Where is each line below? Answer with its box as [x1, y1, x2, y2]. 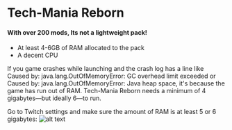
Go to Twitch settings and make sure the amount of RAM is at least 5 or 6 [7, 108, 217, 116]
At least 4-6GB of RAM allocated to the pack [17, 44, 144, 52]
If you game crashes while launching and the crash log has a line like [7, 65, 204, 73]
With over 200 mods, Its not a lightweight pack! [7, 28, 148, 36]
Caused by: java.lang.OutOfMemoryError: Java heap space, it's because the [7, 79, 226, 88]
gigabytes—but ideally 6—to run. [7, 94, 102, 102]
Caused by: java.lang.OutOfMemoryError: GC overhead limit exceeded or [7, 72, 217, 81]
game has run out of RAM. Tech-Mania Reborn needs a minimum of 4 [7, 87, 206, 95]
